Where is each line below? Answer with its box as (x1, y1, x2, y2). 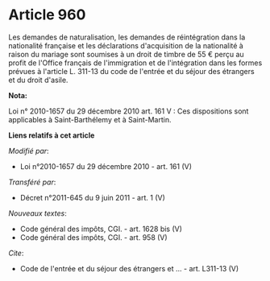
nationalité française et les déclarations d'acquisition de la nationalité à (8, 40, 243, 50)
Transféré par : (8, 177, 56, 187)
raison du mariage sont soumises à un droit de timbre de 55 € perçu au (8, 49, 244, 59)
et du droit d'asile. (8, 75, 69, 85)
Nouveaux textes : (8, 208, 67, 218)
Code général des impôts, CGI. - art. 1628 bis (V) (19, 224, 183, 233)
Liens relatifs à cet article (8, 130, 95, 140)
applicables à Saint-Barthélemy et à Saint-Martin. (8, 114, 172, 124)
